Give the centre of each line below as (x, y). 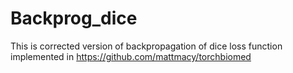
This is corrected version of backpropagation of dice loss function (146, 46)
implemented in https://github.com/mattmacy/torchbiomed (131, 56)
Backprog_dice (74, 18)
